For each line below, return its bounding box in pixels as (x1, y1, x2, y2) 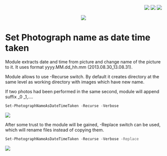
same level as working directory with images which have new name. (5, 79, 145, 85)
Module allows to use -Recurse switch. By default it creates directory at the (5, 73, 160, 79)
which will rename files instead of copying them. (5, 127, 104, 133)
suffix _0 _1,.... (5, 94, 33, 100)
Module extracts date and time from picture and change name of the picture (5, 58, 161, 64)
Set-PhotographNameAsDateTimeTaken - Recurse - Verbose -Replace (5, 136, 139, 141)
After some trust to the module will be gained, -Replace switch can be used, (5, 121, 161, 127)
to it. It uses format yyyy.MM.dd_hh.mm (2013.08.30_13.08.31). (5, 64, 133, 70)
